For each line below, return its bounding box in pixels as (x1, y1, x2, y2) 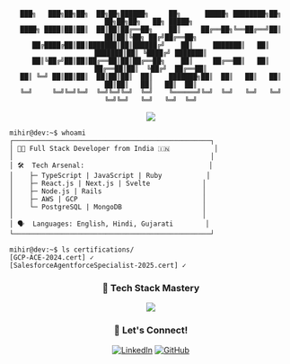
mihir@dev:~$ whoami (9, 129, 87, 138)
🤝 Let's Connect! (113, 324, 189, 337)
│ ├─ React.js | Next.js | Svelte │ (9, 179, 207, 188)
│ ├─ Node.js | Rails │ (9, 187, 207, 196)
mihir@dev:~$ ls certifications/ (9, 245, 135, 254)
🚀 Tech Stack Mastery (101, 281, 200, 294)
